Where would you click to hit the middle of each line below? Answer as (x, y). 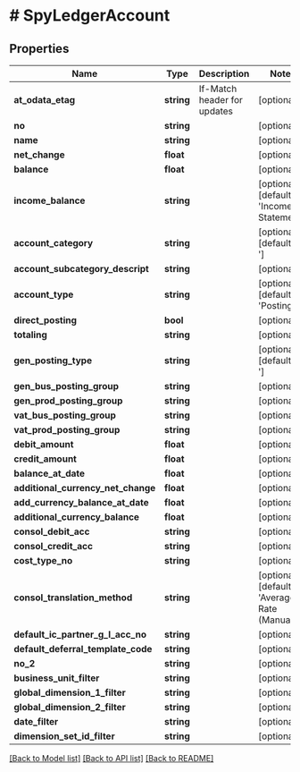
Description (224, 74)
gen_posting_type (53, 361)
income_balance (50, 200)
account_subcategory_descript (81, 269)
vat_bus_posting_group (65, 415)
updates (216, 111)
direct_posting (46, 320)
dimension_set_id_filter (64, 736)
